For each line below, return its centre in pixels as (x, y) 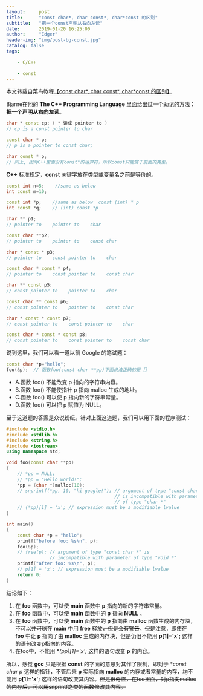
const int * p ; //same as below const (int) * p (72, 202)
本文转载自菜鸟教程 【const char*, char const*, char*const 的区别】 (89, 91)
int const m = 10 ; (27, 191)
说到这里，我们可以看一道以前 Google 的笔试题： (67, 353)
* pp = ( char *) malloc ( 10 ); (51, 485)
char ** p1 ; (21, 219)
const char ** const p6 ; (37, 301)
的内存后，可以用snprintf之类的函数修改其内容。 (66, 686)
